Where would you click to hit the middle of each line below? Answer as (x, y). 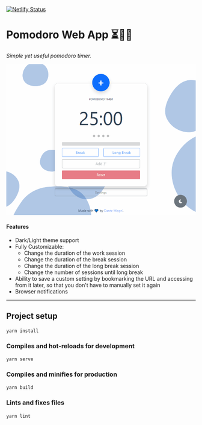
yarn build (20, 388)
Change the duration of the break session (75, 259)
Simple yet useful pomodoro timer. (49, 56)
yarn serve (20, 359)
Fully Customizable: (39, 247)
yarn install (23, 331)
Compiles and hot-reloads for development (71, 346)
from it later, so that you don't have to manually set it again (87, 285)
